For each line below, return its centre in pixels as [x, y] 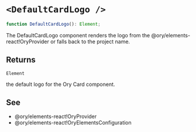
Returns [21, 60]
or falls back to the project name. [90, 41]
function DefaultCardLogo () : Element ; [53, 24]
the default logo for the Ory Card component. [61, 84]
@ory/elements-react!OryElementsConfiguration [73, 123]
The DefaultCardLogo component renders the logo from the [78, 35]
